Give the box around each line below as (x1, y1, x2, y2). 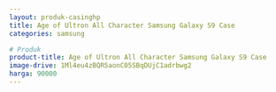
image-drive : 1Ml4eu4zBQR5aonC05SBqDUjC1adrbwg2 (9, 61, 192, 70)
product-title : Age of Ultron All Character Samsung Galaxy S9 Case (9, 53, 267, 62)
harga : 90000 (9, 69, 57, 79)
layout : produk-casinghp (9, 12, 101, 22)
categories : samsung (9, 29, 86, 38)
